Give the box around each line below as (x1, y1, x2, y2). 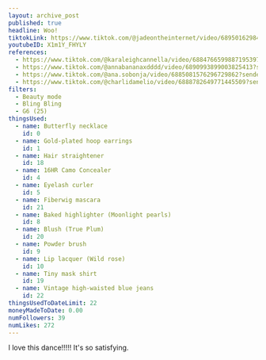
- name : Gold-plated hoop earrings (15, 136, 133, 145)
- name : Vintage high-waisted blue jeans (15, 285, 154, 293)
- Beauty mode (15, 93, 62, 101)
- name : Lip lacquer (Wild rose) (15, 255, 126, 262)
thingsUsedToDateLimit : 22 (8, 299, 97, 307)
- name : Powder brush (15, 240, 87, 248)
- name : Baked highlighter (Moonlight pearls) (15, 211, 172, 219)
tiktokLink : (8, 33, 47, 42)
